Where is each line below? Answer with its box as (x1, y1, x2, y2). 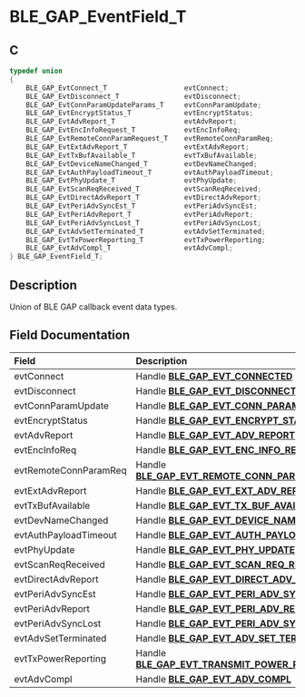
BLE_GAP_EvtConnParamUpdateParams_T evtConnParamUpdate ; (25, 100, 261, 110)
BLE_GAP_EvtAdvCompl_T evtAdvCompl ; (25, 243, 233, 253)
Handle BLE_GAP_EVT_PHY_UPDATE (135, 543, 295, 555)
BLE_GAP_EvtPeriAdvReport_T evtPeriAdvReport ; (25, 210, 254, 219)
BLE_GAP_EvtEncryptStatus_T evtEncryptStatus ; (25, 109, 254, 118)
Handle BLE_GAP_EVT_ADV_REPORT (135, 428, 296, 441)
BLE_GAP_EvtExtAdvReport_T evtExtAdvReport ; (25, 142, 250, 152)
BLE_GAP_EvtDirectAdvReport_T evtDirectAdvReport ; (25, 193, 261, 202)
